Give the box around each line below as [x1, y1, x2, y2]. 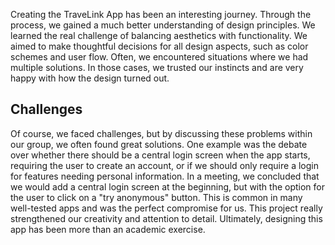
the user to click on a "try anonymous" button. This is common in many [10, 191, 303, 203]
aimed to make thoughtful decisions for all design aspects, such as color [10, 40, 309, 52]
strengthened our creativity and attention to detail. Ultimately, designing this [10, 212, 323, 224]
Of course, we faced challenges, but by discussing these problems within [10, 127, 313, 139]
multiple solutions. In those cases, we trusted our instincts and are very [10, 62, 304, 73]
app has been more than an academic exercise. [10, 223, 206, 235]
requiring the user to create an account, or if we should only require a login [10, 159, 319, 171]
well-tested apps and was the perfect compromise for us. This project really [10, 202, 323, 214]
